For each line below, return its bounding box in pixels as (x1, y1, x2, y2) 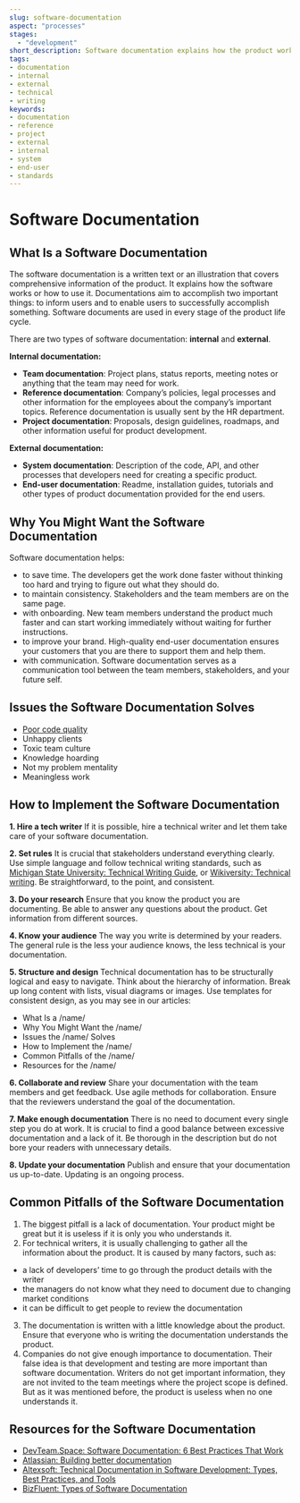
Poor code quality (21, 724, 87, 735)
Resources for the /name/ (21, 1059, 117, 1070)
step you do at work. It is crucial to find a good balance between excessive (9, 1123, 285, 1134)
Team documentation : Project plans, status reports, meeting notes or (21, 369, 279, 379)
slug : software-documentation (9, 13, 122, 22)
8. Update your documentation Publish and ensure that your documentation (9, 1159, 291, 1170)
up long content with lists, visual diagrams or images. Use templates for (9, 985, 272, 996)
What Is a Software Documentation (9, 245, 208, 260)
